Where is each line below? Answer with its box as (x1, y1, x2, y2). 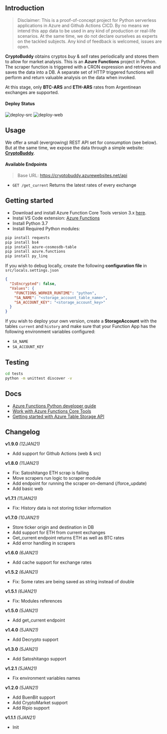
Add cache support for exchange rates (12, 559, 92, 565)
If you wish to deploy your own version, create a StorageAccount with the (5, 318, 157, 324)
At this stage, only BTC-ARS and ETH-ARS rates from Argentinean (5, 84, 141, 90)
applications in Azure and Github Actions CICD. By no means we (17, 22, 149, 28)
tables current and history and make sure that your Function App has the (5, 323, 156, 329)
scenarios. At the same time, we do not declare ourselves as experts (17, 33, 158, 39)
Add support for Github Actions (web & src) (12, 450, 101, 457)
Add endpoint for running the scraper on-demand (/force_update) (12, 480, 147, 487)
